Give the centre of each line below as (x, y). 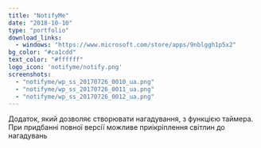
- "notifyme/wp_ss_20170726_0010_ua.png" (85, 82)
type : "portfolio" (39, 30)
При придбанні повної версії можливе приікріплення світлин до (117, 127)
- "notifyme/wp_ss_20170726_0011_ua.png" (85, 89)
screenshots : (30, 74)
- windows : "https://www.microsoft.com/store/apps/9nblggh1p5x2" (126, 45)
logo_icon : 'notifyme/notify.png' (66, 67)
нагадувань (28, 136)
